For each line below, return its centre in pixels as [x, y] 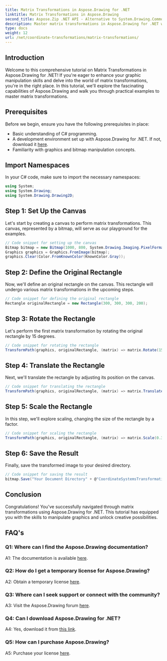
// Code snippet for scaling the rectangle [51, 433]
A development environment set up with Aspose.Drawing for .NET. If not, [87, 139]
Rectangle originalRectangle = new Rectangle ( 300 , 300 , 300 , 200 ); [77, 303]
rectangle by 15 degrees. [31, 336]
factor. [12, 424]
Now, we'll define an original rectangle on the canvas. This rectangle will [79, 284]
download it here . [30, 144]
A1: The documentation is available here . [46, 558]
